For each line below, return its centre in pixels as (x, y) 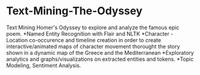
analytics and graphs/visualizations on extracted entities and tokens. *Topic (100, 59)
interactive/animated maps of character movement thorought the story (93, 46)
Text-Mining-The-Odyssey (74, 11)
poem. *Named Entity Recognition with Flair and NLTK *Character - (90, 33)
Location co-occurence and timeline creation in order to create (84, 40)
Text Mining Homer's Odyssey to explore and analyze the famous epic (93, 27)
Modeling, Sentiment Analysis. (44, 65)
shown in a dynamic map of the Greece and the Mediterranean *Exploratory (100, 52)
